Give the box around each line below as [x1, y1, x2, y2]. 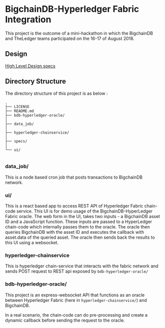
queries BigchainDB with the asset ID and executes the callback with [5, 229, 144, 235]
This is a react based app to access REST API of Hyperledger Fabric [5, 203, 144, 209]
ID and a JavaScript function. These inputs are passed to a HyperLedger [5, 219, 152, 225]
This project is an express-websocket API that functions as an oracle [5, 292, 145, 298]
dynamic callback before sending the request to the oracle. [5, 317, 125, 323]
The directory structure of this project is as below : [5, 90, 108, 96]
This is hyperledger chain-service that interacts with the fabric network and [5, 263, 159, 269]
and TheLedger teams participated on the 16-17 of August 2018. [5, 36, 134, 41]
